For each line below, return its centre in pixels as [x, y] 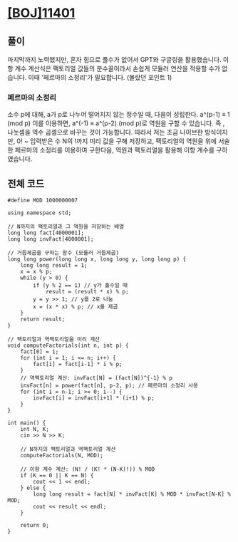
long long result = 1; [54, 266]
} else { [33, 488]
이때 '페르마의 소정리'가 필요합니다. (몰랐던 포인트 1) [100, 77]
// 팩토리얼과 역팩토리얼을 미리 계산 [54, 340]
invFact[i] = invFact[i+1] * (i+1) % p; [94, 398]
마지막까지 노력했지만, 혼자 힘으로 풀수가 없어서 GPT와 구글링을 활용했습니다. [115, 59]
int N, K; [35, 429]
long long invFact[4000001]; [51, 239]
